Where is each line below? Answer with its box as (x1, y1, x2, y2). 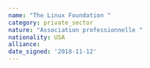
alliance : (8, 41, 41, 48)
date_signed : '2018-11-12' (8, 48, 97, 55)
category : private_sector (8, 19, 93, 27)
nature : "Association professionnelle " (8, 26, 144, 34)
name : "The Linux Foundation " (8, 11, 111, 20)
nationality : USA (8, 33, 66, 41)
